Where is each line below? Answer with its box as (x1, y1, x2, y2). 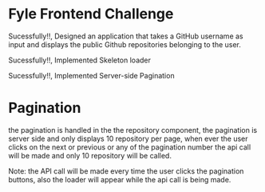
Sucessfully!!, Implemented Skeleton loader (8, 55, 152, 65)
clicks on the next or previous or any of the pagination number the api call (8, 142, 251, 152)
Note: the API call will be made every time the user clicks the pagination (8, 166, 244, 176)
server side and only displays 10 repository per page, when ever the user (8, 134, 248, 143)
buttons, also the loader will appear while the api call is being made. (8, 174, 231, 184)
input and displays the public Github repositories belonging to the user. (8, 39, 242, 49)
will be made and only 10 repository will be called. (8, 150, 172, 160)
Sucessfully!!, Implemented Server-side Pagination (8, 70, 175, 80)
